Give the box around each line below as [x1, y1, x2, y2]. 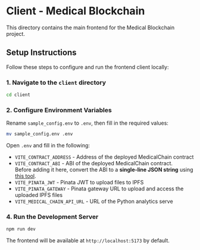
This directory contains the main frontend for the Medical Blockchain [6, 24, 174, 31]
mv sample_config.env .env [6, 131, 73, 137]
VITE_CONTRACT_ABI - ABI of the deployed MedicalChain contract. [14, 160, 173, 167]
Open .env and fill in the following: [6, 142, 90, 149]
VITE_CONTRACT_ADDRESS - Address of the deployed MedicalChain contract [14, 153, 194, 161]
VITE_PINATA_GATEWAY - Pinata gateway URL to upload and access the [14, 185, 184, 192]
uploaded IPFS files [14, 192, 63, 199]
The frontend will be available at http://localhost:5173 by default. [6, 237, 170, 244]
